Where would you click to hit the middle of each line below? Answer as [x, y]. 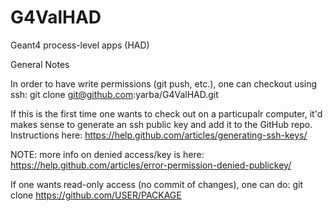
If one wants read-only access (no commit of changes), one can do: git [157, 184]
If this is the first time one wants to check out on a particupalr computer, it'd [166, 113]
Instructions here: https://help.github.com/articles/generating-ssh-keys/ [159, 135]
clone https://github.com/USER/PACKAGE [96, 195]
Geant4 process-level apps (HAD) [80, 45]
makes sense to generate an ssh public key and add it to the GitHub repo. [161, 124]
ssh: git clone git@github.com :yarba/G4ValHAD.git [114, 94]
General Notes [40, 64]
